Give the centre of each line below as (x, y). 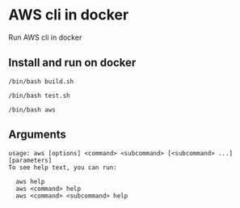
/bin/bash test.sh (39, 96)
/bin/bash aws (32, 110)
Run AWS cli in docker (45, 37)
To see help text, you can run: (63, 168)
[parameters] (30, 160)
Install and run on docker (72, 63)
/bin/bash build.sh (41, 81)
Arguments (38, 135)
